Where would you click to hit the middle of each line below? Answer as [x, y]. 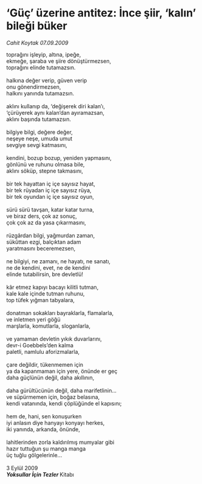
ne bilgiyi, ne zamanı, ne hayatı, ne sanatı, [59, 261]
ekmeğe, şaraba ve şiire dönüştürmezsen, [59, 61]
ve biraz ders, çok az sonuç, [42, 216]
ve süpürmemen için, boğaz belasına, [53, 397]
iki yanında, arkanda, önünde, [43, 429]
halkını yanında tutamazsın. [40, 93]
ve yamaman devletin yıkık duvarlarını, [54, 339]
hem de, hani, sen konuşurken [44, 416]
